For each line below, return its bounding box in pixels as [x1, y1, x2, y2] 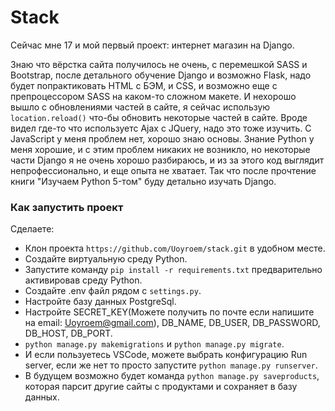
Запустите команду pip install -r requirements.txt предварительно [24, 264, 323, 276]
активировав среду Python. [24, 274, 143, 286]
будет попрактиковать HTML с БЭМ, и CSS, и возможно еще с [10, 79, 278, 91]
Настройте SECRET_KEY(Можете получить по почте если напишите [24, 306, 315, 318]
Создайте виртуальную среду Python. [24, 253, 188, 265]
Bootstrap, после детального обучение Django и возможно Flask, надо [10, 69, 312, 81]
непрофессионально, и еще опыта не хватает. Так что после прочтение [10, 164, 317, 176]
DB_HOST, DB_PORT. [24, 327, 113, 340]
